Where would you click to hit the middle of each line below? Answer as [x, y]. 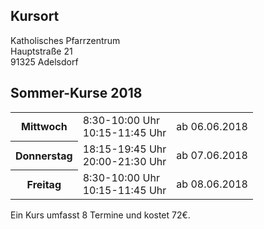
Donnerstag [44, 156]
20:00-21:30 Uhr [124, 161]
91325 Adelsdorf [44, 61]
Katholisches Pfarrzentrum [65, 40]
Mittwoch [44, 127]
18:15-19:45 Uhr [124, 149]
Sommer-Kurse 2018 [76, 93]
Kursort [35, 16]
